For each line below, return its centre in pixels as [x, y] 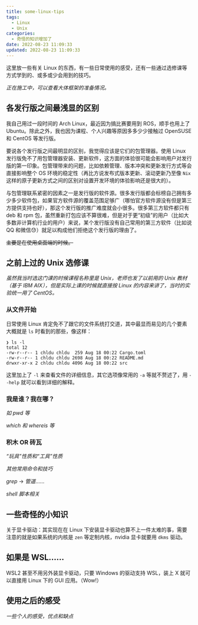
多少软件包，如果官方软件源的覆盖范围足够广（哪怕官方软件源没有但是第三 [101, 200]
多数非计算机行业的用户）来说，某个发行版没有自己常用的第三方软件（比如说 [99, 222]
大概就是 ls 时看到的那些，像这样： [49, 331]
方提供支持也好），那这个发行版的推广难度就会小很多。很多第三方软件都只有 [98, 208]
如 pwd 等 [18, 413]
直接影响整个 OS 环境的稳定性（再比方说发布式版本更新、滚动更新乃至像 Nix [98, 173]
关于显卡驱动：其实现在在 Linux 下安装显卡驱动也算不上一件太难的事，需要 [97, 530]
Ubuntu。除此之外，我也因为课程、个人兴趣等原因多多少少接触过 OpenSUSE [99, 131]
